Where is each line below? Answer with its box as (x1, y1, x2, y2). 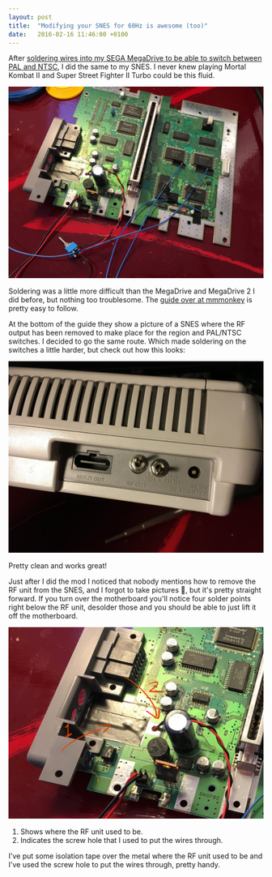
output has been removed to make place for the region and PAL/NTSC (8, 328, 242, 338)
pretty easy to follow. (8, 304, 79, 314)
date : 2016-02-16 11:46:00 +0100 (8, 30, 129, 38)
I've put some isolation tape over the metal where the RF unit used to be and (8, 851, 263, 861)
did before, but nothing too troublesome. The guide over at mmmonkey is (8, 295, 253, 305)
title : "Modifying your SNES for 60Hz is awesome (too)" (8, 21, 208, 30)
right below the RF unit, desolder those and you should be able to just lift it (8, 602, 257, 612)
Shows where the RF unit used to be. (19, 827, 143, 836)
